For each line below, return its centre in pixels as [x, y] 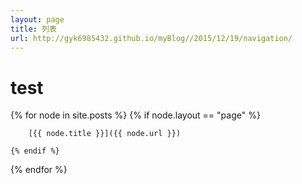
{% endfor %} [39, 170]
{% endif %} [35, 151]
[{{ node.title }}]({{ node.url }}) [105, 134]
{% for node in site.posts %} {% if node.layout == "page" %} [135, 115]
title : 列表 [33, 29]
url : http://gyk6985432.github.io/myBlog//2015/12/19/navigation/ [151, 38]
